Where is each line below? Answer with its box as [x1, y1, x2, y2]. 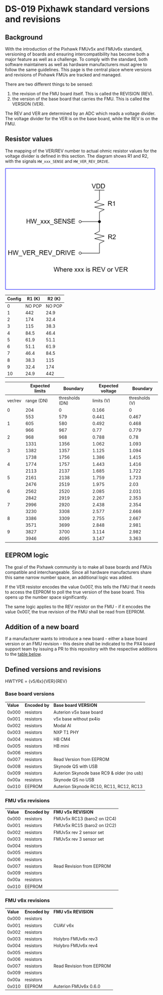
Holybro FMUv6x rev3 [53, 936, 98, 942]
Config [7, 296, 21, 302]
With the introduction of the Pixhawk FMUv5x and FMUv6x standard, [5, 46, 143, 52]
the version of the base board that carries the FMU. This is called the [12, 96, 150, 102]
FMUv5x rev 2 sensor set [53, 829, 104, 835]
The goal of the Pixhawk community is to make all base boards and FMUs [5, 564, 152, 570]
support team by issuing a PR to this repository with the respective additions [5, 646, 158, 652]
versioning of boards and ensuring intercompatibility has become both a [5, 51, 149, 57]
